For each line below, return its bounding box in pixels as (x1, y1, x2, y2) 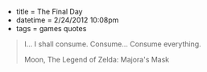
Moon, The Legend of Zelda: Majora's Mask (23, 55, 170, 64)
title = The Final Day (15, 7, 83, 16)
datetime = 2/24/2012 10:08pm (15, 15, 119, 25)
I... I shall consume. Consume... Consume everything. (23, 39, 201, 49)
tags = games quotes (15, 24, 87, 33)
